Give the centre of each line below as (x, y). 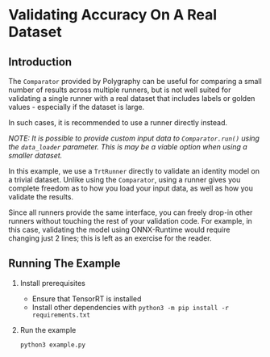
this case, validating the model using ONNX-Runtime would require (119, 229)
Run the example (48, 330)
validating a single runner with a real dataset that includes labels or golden (132, 98)
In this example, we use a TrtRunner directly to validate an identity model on (134, 171)
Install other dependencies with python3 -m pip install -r (131, 307)
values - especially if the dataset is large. (77, 107)
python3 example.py (53, 345)
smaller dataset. (35, 155)
